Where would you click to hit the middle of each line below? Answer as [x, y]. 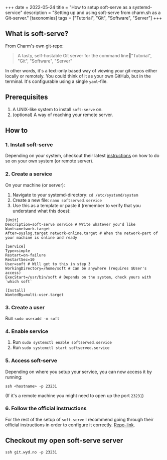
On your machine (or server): [35, 185]
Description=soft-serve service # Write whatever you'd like [70, 224]
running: [14, 377]
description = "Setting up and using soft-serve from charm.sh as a [92, 13]
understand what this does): [42, 211]
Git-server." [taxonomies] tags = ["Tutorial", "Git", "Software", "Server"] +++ [84, 18]
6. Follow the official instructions [46, 408]
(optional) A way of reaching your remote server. [63, 115]
